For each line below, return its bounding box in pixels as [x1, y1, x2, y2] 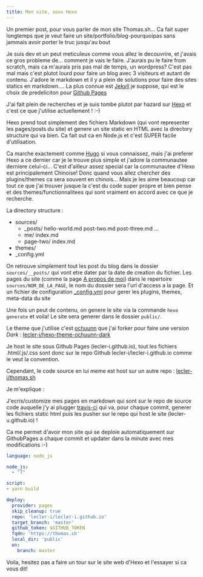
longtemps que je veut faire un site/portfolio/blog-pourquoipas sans [6, 32, 176, 39]
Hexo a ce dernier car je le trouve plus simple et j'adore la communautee [6, 156, 188, 164]
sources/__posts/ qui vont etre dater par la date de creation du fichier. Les [6, 268, 192, 276]
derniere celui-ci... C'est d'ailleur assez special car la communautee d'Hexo [6, 162, 195, 170]
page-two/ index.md [24, 238, 76, 245]
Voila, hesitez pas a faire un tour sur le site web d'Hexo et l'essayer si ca [6, 558, 187, 565]
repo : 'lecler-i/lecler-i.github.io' [12, 513, 107, 520]
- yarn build [6, 486, 39, 492]
